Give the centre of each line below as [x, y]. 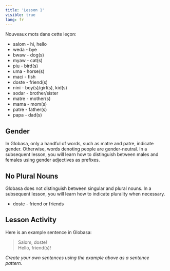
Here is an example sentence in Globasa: [49, 232]
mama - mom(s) [30, 104]
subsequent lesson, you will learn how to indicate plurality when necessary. [85, 194]
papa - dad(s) [27, 115]
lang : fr [15, 20]
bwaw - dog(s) [29, 55]
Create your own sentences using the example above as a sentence [78, 258]
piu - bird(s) [25, 66]
